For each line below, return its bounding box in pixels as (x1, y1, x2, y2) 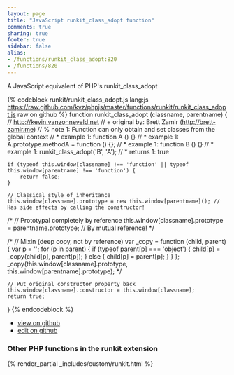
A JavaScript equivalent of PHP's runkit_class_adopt (7, 81, 158, 90)
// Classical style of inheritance (7, 191, 111, 198)
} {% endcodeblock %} (7, 305, 74, 313)
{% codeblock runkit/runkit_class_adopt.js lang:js (7, 95, 149, 104)
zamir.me (7, 125, 34, 133)
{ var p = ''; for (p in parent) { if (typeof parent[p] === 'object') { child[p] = (7, 245, 221, 253)
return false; (20, 173, 61, 180)
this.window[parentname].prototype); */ (7, 267, 122, 275)
